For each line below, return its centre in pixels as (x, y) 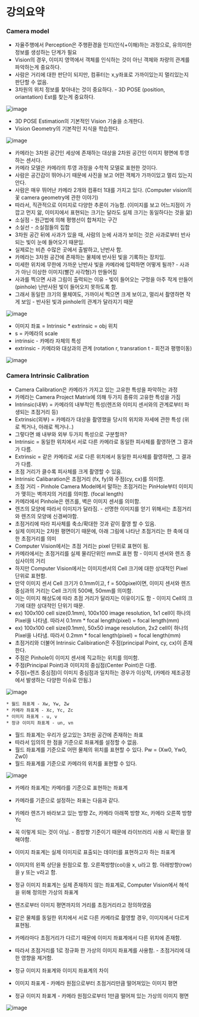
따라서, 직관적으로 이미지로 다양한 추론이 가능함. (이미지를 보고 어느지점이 (100, 205)
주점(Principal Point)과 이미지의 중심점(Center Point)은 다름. (86, 665)
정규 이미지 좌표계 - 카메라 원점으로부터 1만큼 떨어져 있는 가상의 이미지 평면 (102, 996)
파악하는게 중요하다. (38, 67)
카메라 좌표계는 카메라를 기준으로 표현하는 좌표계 (71, 788)
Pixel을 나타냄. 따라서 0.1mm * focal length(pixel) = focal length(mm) (97, 620)
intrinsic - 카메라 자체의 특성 (48, 341)
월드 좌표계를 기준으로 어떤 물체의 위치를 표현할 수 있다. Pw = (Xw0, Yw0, (101, 749)
